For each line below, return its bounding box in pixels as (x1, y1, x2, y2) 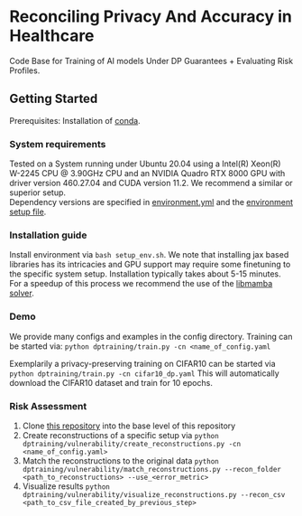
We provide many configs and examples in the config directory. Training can (9, 331, 293, 342)
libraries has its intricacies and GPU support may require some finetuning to (9, 259, 291, 270)
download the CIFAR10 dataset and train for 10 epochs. (9, 377, 214, 388)
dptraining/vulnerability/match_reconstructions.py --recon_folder (22, 464, 281, 474)
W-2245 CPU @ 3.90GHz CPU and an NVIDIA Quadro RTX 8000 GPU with (9, 168, 286, 179)
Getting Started (9, 91, 98, 107)
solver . (9, 287, 34, 299)
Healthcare (9, 25, 95, 46)
